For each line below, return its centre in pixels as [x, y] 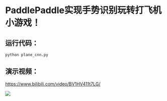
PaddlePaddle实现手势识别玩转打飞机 [83, 10]
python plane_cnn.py [27, 55]
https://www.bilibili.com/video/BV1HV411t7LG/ [53, 84]
